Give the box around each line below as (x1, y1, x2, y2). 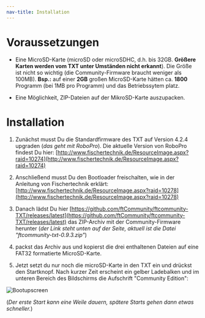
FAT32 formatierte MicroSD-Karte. (15, 249, 102, 257)
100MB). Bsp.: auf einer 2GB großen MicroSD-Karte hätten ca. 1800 (15, 75, 188, 83)
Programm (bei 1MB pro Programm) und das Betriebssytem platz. (15, 82, 180, 89)
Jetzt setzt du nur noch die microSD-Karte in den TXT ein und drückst (15, 262, 192, 269)
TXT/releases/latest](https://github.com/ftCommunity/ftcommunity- (15, 211, 185, 219)
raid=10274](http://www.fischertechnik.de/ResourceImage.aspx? (15, 155, 179, 163)
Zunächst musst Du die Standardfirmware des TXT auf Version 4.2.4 (15, 136, 188, 143)
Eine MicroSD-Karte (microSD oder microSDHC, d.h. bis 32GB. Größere (15, 56, 196, 63)
